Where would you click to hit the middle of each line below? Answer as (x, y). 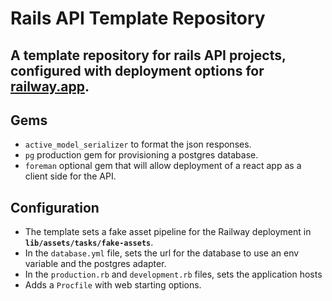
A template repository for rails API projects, (148, 55)
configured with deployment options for (137, 70)
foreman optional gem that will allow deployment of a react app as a (163, 166)
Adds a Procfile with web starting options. (113, 285)
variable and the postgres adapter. (95, 264)
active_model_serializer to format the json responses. (138, 144)
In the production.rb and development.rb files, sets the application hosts (173, 274)
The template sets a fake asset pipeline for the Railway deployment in (168, 232)
